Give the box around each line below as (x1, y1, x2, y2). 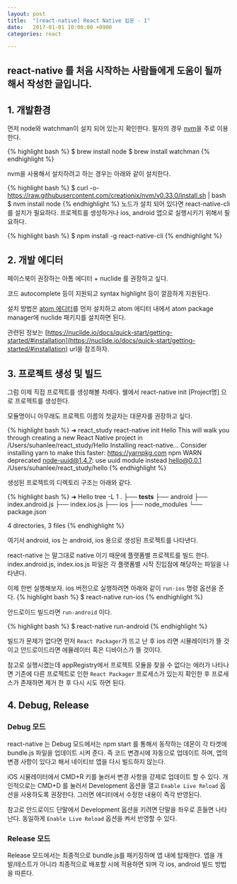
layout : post (7, 10, 46, 18)
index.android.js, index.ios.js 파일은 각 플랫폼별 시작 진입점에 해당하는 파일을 (7, 560, 222, 569)
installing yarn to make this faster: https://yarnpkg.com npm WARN (7, 449, 202, 457)
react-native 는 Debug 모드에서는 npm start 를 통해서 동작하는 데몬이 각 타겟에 (7, 739, 228, 748)
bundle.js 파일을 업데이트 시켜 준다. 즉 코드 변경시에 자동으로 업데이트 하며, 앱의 (7, 748, 228, 757)
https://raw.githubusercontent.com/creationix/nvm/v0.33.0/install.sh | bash (7, 191, 226, 200)
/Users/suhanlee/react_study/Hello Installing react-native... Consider (7, 441, 207, 449)
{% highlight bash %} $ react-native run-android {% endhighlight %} (7, 622, 208, 631)
